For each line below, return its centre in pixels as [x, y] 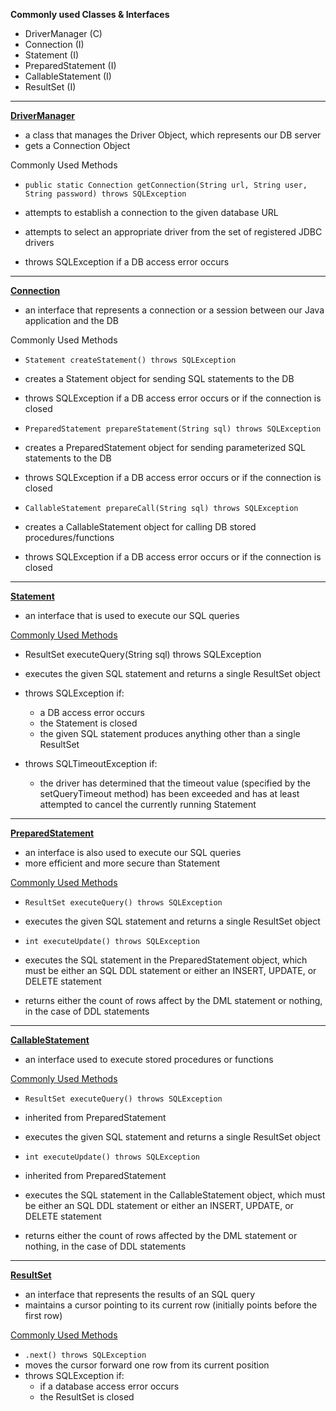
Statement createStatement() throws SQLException [130, 360]
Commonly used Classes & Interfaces [90, 14]
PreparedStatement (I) [70, 65]
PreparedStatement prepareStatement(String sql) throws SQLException [173, 429]
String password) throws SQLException [105, 194]
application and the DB [72, 320]
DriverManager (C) [63, 33]
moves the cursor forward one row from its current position [147, 1365]
